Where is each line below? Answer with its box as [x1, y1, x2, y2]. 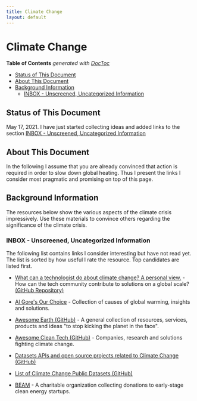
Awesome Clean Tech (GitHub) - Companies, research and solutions [14, 334, 183, 341]
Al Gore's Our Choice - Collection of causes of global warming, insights [14, 298, 190, 306]
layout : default [6, 14, 46, 20]
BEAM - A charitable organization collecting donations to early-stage [14, 381, 184, 388]
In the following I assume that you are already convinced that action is [6, 163, 178, 170]
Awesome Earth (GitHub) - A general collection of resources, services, [14, 316, 188, 323]
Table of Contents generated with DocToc [6, 60, 110, 67]
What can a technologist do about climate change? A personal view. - [14, 274, 186, 281]
